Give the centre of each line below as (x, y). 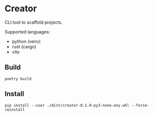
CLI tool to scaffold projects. (34, 22)
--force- (140, 105)
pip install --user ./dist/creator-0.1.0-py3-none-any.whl (67, 105)
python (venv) (26, 41)
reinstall (15, 110)
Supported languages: (27, 32)
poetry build (18, 79)
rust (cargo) (24, 46)
